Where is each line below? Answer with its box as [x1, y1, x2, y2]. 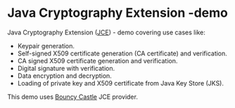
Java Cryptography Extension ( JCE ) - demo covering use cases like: [7, 28, 205, 36]
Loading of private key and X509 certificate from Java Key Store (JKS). [17, 79, 224, 87]
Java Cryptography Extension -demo [7, 5, 229, 21]
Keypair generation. [17, 41, 75, 50]
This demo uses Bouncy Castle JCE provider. [7, 93, 139, 101]
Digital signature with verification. [17, 64, 115, 72]
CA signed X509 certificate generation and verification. [17, 56, 178, 65]
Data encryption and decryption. [17, 72, 113, 80]
